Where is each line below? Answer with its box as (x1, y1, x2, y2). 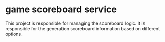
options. (5, 31, 23, 37)
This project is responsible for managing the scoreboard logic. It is (5, 20, 146, 26)
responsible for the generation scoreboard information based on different (5, 25, 160, 31)
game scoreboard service (5, 4, 117, 15)
